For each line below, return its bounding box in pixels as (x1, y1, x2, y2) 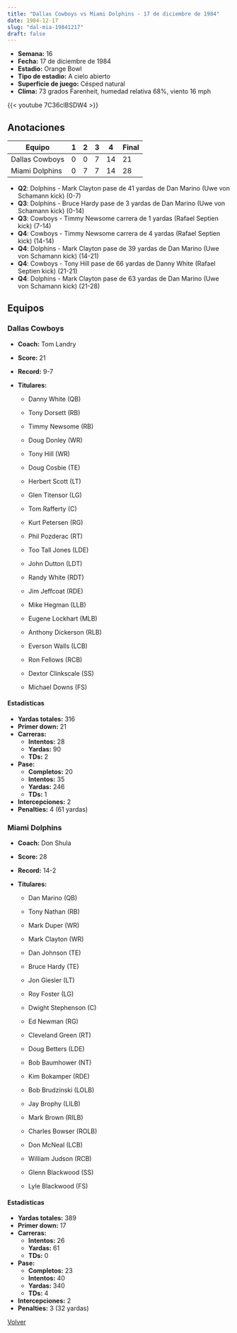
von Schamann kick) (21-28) (17, 282, 100, 290)
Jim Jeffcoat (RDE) (28, 586, 83, 595)
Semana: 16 (17, 50, 53, 58)
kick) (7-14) (17, 222, 52, 230)
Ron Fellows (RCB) (28, 655, 83, 664)
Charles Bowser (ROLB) (28, 1127, 98, 1135)
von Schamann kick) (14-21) (17, 252, 99, 261)
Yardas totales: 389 (17, 1214, 76, 1223)
